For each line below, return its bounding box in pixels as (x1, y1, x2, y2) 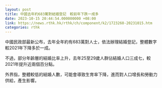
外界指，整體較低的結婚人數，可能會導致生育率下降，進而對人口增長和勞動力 (5, 72, 158, 77)
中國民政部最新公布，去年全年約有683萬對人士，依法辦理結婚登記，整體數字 (5, 39, 157, 45)
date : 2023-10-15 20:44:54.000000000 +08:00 (5, 16, 96, 21)
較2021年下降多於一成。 (5, 45, 53, 51)
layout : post (5, 7, 31, 12)
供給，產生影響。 (5, 78, 39, 84)
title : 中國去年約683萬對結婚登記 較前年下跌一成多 (5, 12, 99, 16)
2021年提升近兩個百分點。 (5, 61, 57, 67)
